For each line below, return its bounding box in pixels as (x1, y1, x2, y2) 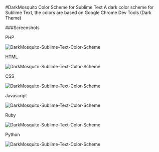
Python (5, 131, 20, 137)
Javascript (5, 93, 27, 98)
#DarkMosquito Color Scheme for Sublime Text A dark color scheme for (5, 5, 154, 10)
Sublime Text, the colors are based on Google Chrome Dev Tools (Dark (5, 10, 152, 16)
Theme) (5, 15, 22, 21)
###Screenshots (5, 25, 40, 31)
